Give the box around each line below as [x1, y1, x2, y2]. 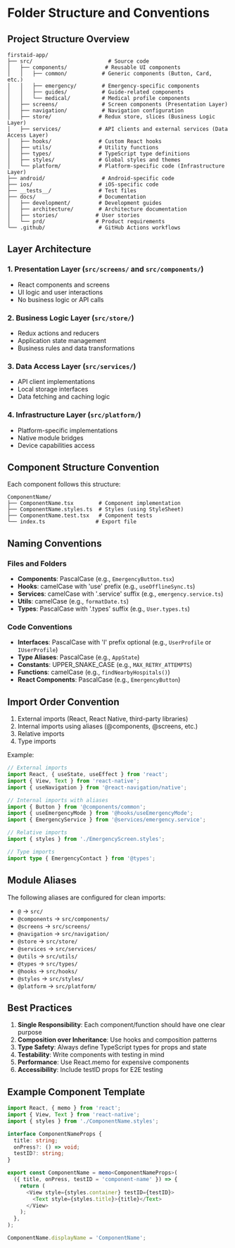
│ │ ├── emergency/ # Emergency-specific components [7, 82, 200, 89]
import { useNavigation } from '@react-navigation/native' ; [7, 784, 188, 791]
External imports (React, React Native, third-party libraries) [17, 715, 189, 723]
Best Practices [7, 1001, 72, 1013]
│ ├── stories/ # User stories [7, 212, 140, 219]
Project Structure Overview [7, 33, 130, 45]
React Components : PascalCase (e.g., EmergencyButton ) [17, 675, 181, 684]
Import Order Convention [7, 696, 120, 708]
